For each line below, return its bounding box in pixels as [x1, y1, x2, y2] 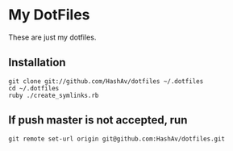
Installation [8, 56, 66, 69]
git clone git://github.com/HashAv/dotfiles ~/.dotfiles [8, 77, 204, 86]
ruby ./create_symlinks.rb [8, 91, 99, 99]
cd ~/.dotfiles [8, 84, 60, 92]
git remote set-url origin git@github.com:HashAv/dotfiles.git [8, 135, 226, 143]
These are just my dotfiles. [8, 32, 97, 42]
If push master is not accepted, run [8, 113, 188, 127]
